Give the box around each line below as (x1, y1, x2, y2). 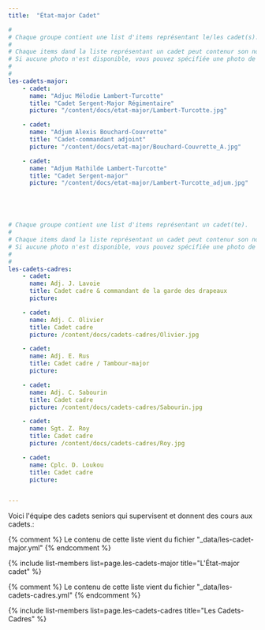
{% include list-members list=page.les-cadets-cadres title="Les (8, 606, 216, 616)
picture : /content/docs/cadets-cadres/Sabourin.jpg (28, 403, 203, 411)
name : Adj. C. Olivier (28, 316, 104, 324)
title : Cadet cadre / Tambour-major (28, 360, 150, 368)
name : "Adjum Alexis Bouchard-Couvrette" (28, 128, 168, 137)
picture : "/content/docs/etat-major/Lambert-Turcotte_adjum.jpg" (28, 179, 248, 187)
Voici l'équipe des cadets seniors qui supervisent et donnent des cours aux (8, 511, 253, 521)
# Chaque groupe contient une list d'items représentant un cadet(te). (8, 221, 248, 229)
